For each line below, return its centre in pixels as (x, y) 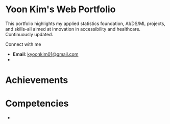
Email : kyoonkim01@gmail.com (45, 54)
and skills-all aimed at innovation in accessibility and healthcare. (73, 29)
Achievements (37, 80)
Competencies (37, 104)
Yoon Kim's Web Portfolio (60, 9)
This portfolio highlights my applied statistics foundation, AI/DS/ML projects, (86, 23)
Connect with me (23, 44)
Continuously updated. (29, 34)
